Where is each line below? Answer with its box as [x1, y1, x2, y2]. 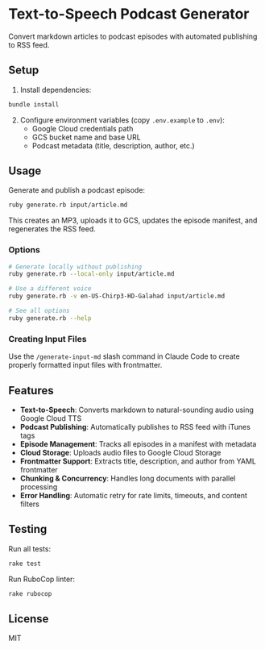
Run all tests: [8, 543, 51, 553]
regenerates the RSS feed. [8, 224, 97, 234]
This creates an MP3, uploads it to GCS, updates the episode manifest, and [8, 215, 258, 226]
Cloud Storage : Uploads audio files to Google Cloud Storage [19, 447, 222, 457]
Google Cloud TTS [19, 413, 82, 423]
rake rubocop [8, 589, 52, 597]
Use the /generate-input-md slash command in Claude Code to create [8, 352, 240, 361]
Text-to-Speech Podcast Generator [8, 5, 250, 23]
